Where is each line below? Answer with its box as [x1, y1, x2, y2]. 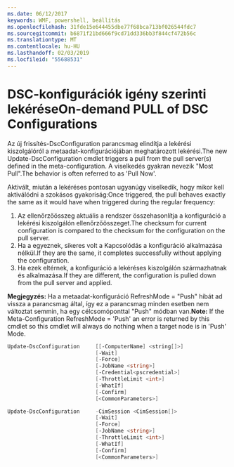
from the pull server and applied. [17, 278, 112, 287]
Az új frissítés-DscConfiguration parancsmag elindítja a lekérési [7, 139, 192, 147]
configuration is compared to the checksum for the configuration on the [17, 226, 226, 235]
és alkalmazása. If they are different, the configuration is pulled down [17, 271, 216, 279]
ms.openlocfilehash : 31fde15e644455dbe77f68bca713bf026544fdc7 [7, 23, 197, 30]
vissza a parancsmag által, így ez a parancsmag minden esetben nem [7, 299, 209, 308]
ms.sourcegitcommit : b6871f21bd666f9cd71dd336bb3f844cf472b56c [7, 29, 197, 37]
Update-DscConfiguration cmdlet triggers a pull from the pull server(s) [7, 154, 212, 162]
